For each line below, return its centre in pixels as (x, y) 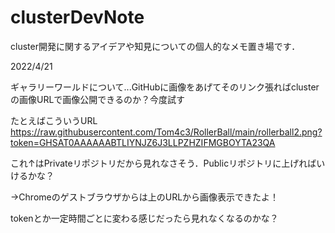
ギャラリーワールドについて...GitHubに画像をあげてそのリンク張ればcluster (165, 87)
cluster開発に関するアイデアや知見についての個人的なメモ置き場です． (155, 46)
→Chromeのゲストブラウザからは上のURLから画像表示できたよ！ (145, 197)
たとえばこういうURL (54, 120)
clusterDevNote (77, 17)
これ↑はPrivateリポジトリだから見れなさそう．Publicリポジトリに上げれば (163, 163)
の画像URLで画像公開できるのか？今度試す (98, 99)
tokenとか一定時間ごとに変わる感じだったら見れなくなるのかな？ (144, 218)
